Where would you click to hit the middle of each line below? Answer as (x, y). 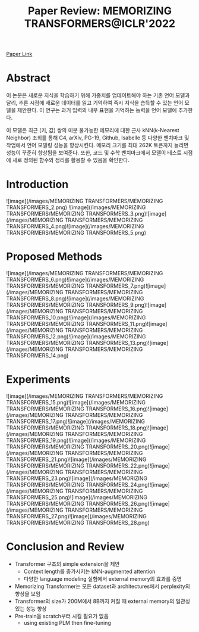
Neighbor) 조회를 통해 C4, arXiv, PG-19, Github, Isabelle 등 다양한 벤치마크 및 (98, 138)
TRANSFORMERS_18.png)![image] (127, 428)
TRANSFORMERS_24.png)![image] (128, 484)
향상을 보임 (28, 593)
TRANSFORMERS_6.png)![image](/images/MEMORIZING (75, 279)
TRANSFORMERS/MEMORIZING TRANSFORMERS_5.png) (76, 233)
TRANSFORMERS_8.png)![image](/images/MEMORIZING (75, 298)
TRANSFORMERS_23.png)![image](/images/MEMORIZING (77, 478)
